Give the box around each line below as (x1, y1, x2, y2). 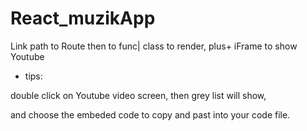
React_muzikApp (10, 7, 156, 30)
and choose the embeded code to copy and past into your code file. (10, 108, 291, 121)
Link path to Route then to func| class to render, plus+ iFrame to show (10, 40, 298, 52)
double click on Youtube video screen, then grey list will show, (10, 89, 267, 101)
